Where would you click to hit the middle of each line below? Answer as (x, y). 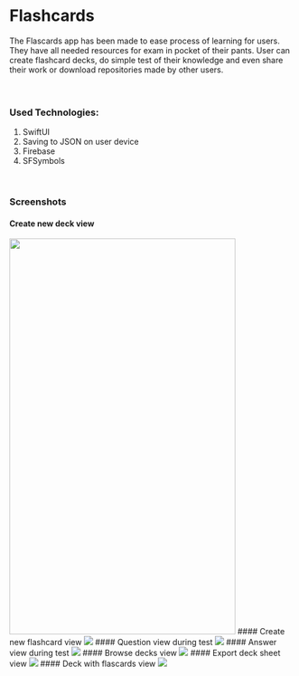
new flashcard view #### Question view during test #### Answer (143, 643)
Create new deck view (52, 224)
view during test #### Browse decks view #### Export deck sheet (145, 653)
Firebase (39, 151)
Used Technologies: (54, 112)
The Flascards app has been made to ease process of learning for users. (145, 41)
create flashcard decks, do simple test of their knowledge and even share (146, 60)
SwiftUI (36, 132)
